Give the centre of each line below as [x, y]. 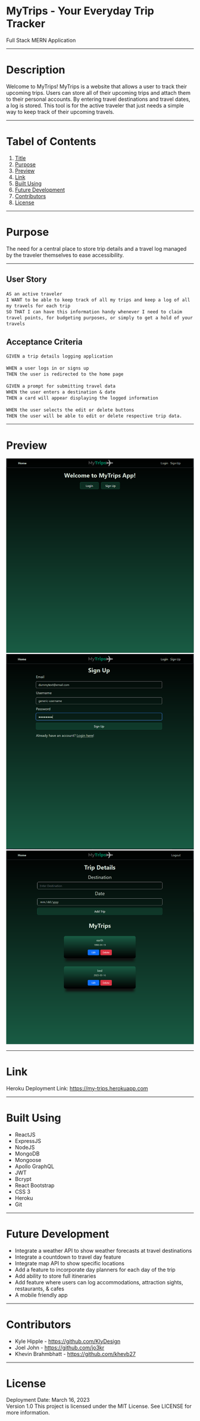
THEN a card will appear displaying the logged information [82, 398]
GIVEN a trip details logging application [60, 356]
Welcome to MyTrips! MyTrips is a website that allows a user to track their [97, 86]
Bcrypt [23, 1179]
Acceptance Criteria [44, 342]
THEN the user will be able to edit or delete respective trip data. [94, 416]
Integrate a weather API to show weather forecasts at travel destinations [103, 1250]
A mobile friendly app [41, 1295]
